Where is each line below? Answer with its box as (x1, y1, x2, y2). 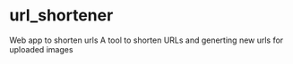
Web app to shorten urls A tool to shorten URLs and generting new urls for (9, 35, 284, 45)
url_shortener (9, 5, 114, 26)
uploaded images (9, 44, 73, 54)
